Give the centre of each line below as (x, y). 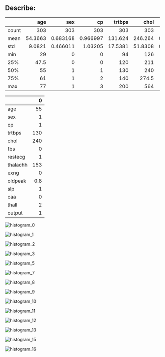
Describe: (20, 8)
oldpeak (17, 181)
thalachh (18, 164)
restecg (16, 157)
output (15, 213)
